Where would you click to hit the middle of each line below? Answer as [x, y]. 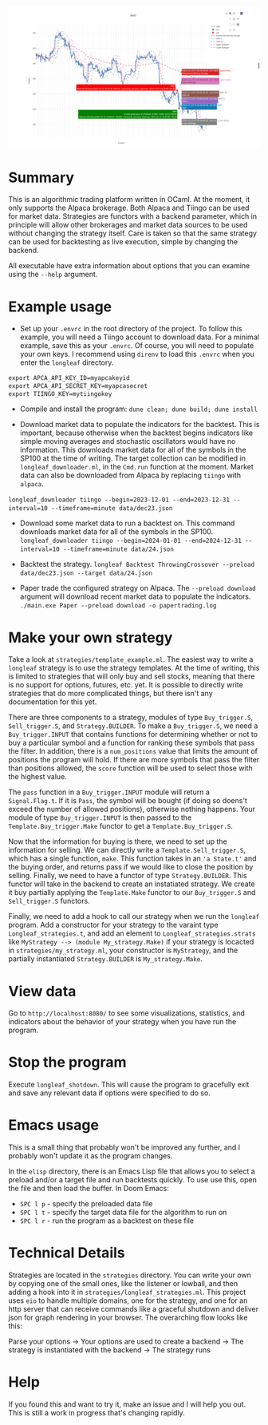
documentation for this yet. [53, 702]
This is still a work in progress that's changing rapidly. [97, 1413]
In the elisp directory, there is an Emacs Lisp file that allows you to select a [132, 1171]
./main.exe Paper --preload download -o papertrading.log [118, 606]
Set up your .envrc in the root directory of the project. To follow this [131, 329]
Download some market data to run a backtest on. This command [127, 523]
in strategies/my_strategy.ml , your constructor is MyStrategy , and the [123, 950]
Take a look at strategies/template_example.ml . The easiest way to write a [131, 659]
